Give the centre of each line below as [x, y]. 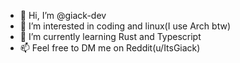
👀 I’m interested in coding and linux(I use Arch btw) [125, 26]
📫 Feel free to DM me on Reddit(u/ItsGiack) [110, 48]
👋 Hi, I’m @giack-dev [63, 15]
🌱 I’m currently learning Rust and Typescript [110, 36]
